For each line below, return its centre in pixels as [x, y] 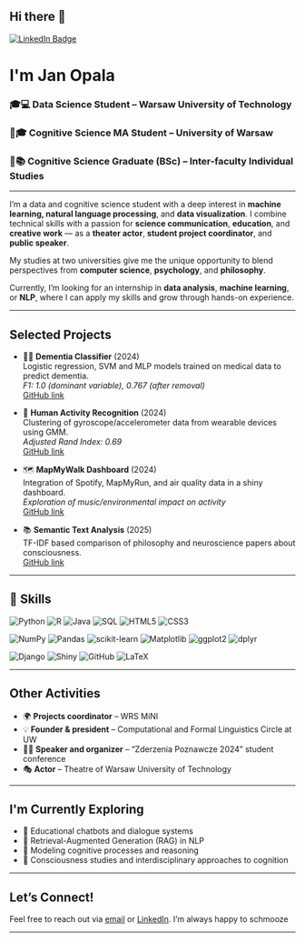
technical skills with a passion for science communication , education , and [150, 224]
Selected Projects [60, 334]
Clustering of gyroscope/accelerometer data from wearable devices [150, 422]
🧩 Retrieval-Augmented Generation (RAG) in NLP [113, 841]
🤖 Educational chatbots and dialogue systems [108, 831]
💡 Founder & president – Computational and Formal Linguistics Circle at [157, 729]
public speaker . [39, 243]
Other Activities [55, 693]
